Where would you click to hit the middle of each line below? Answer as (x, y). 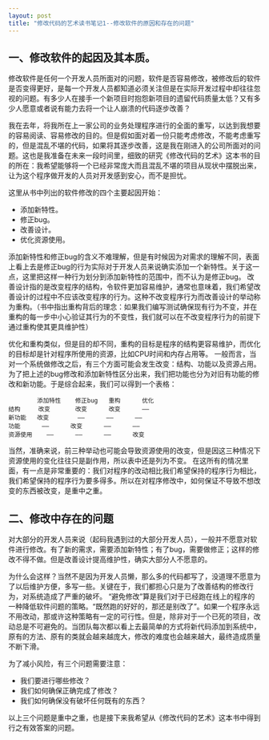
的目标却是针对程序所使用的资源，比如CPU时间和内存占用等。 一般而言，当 (132, 354)
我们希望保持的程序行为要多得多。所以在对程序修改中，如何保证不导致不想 (131, 481)
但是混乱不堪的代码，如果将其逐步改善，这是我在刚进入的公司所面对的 (138, 146)
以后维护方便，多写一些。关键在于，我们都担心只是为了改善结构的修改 (130, 587)
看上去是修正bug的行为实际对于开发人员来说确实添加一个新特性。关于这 (134, 267)
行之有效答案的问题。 (43, 728)
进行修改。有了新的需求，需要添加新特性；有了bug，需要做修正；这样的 (134, 549)
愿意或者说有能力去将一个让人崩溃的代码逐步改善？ (106, 108)
